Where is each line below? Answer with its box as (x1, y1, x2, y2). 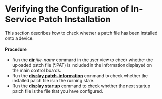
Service (5, 14, 37, 25)
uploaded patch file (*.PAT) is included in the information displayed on (12, 62, 152, 68)
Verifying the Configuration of (5, 3, 129, 15)
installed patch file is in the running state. (12, 78, 95, 84)
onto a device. (5, 35, 34, 41)
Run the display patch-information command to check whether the (12, 73, 148, 79)
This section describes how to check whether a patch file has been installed (5, 30, 158, 36)
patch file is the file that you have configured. (12, 88, 103, 94)
